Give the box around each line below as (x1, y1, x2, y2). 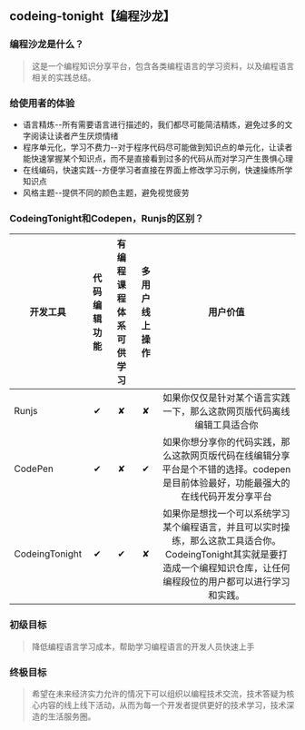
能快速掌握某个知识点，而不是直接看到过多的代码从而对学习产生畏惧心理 (22, 153, 293, 163)
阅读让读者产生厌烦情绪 (30, 130, 119, 141)
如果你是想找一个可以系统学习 (162, 508, 290, 520)
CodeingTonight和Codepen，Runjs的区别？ (9, 212, 204, 224)
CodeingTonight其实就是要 (164, 548, 279, 561)
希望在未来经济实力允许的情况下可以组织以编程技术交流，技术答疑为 (31, 688, 287, 699)
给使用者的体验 (9, 96, 75, 109)
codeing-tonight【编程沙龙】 (9, 8, 175, 25)
